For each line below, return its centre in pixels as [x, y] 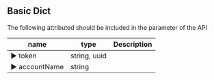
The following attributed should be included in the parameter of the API [107, 27]
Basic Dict [29, 11]
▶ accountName [37, 66]
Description [133, 44]
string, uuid [89, 56]
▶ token [24, 56]
